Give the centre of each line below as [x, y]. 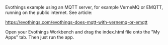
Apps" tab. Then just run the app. [40, 37]
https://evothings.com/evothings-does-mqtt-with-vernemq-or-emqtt [76, 22]
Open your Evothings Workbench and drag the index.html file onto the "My [82, 32]
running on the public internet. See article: [49, 12]
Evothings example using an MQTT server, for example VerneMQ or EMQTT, [84, 7]
